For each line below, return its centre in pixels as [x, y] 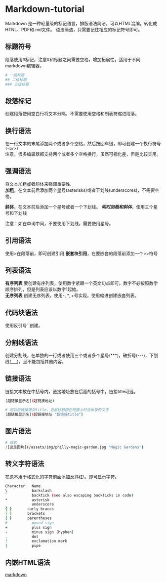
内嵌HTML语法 [28, 562]
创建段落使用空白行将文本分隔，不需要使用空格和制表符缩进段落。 [72, 114]
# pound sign [30, 523]
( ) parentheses [28, 518]
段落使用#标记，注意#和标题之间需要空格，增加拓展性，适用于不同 [73, 59]
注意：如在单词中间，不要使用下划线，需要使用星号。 [59, 223]
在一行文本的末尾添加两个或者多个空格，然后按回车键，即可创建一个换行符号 [83, 144]
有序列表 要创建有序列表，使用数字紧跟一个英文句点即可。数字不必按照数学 [82, 283]
